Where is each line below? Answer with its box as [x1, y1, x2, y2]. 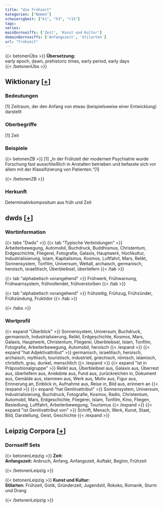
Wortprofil [5, 317, 30, 324]
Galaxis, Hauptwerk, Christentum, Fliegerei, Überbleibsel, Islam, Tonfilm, [5, 339, 152, 345]
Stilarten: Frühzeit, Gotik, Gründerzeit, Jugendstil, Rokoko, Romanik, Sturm [5, 482, 157, 488]
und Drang [5, 488, 27, 493]
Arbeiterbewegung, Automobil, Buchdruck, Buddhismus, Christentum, [5, 245, 146, 251]
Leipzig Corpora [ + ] [5, 427, 66, 435]
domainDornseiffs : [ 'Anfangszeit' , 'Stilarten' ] [5, 35, 107, 40]
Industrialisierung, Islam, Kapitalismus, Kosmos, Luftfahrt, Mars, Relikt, [5, 255, 147, 261]
